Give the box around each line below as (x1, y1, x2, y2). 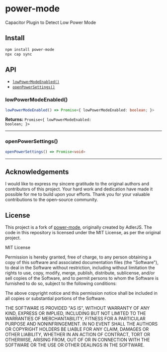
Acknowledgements (5, 168, 69, 176)
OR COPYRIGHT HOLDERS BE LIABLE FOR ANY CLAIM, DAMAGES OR (5, 326, 149, 332)
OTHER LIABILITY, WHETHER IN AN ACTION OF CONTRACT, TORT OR (5, 332, 150, 338)
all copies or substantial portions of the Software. (5, 295, 106, 301)
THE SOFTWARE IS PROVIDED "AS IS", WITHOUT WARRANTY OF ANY (5, 305, 150, 311)
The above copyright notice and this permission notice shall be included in (5, 290, 158, 296)
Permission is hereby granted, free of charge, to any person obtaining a (5, 254, 152, 260)
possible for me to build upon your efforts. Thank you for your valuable (5, 191, 150, 197)
